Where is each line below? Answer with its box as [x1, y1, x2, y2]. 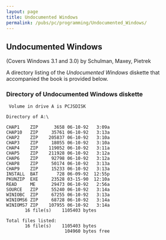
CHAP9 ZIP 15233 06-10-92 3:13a [6, 166, 110, 172]
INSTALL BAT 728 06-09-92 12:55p [6, 171, 110, 177]
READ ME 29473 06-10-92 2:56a [6, 182, 110, 188]
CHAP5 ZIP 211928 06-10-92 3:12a [6, 150, 110, 156]
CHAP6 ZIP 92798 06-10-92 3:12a [6, 156, 110, 162]
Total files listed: [6, 218, 58, 224]
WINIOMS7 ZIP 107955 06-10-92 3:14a [6, 203, 110, 209]
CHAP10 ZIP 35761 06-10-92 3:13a [6, 130, 110, 135]
